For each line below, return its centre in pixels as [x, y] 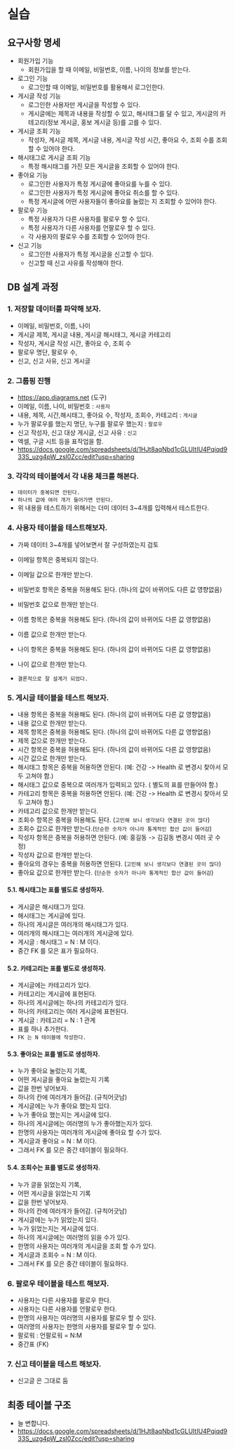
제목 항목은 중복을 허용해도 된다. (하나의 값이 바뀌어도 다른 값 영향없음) [114, 731]
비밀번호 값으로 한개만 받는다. [58, 604]
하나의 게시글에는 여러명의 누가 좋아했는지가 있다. [85, 1124]
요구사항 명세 [34, 43]
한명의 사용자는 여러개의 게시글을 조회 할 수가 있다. [87, 1246]
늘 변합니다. [34, 1423]
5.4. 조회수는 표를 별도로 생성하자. [54, 1167]
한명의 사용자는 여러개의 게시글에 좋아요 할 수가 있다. [89, 1132]
